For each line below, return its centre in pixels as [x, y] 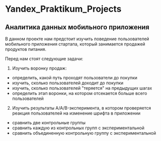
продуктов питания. [26, 49]
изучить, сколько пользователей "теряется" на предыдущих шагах [82, 88]
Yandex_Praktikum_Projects [63, 9]
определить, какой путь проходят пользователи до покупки [75, 78]
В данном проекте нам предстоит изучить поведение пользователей [77, 39]
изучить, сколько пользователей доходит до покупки [68, 83]
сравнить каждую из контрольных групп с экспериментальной [78, 128]
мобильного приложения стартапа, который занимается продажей [75, 44]
